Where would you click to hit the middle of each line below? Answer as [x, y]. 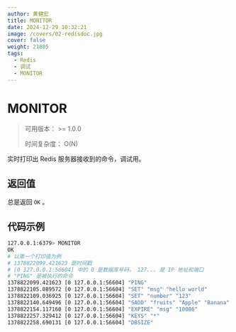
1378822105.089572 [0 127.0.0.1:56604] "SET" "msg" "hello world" [107, 289]
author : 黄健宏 [28, 14]
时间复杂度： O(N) [51, 144]
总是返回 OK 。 [28, 202]
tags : [15, 54]
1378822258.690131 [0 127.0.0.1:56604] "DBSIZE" [80, 322]
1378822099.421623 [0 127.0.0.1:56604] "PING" [77, 283]
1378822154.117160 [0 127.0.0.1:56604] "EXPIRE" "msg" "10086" [103, 309]
